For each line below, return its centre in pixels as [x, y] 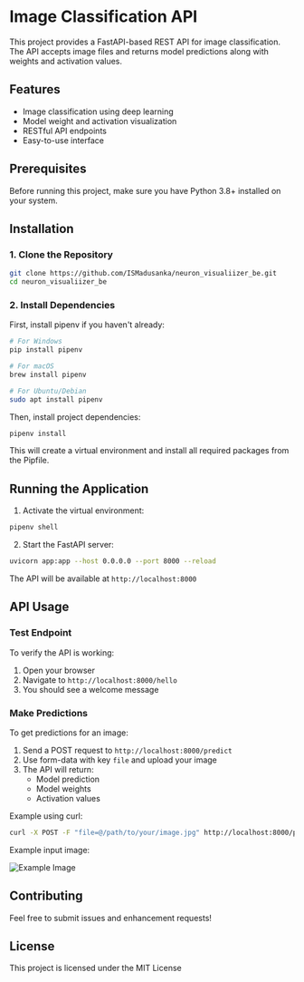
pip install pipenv [46, 350]
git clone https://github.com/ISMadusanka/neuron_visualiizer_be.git [143, 274]
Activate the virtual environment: [83, 510]
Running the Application [79, 488]
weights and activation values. [66, 61]
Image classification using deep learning [98, 112]
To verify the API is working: [62, 652]
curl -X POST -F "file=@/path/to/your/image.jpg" [105, 832]
